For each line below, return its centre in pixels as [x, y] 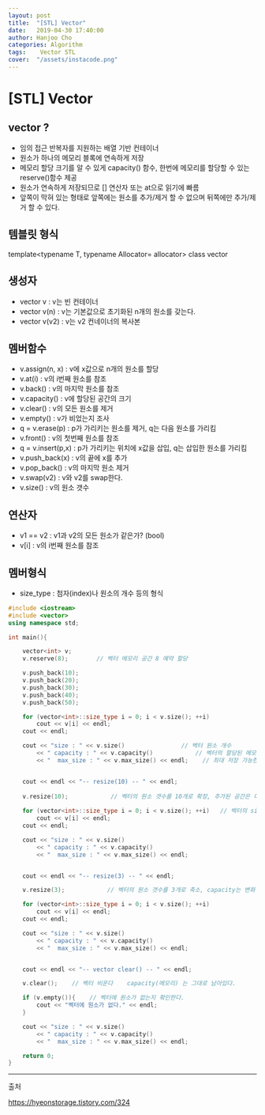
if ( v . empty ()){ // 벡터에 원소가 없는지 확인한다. [104, 998]
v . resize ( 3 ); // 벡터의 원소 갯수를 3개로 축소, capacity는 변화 [139, 890]
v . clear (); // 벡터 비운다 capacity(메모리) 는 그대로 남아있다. [129, 984]
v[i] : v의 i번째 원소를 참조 [59, 546]
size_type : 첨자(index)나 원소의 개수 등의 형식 [91, 593]
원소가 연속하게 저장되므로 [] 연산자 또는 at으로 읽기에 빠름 [109, 187]
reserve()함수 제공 [48, 177]
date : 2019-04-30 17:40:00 [56, 30]
